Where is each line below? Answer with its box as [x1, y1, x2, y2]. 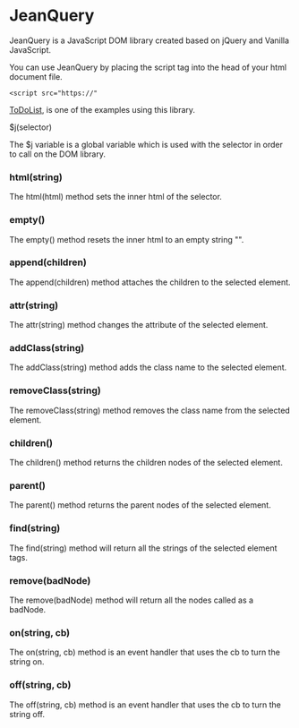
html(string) [9, 171, 63, 184]
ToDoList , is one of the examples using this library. [9, 104, 195, 115]
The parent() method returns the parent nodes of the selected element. [9, 500, 271, 510]
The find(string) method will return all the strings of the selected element [9, 543, 278, 553]
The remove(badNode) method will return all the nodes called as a [9, 595, 253, 605]
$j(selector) [9, 122, 52, 133]
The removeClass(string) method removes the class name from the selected [9, 405, 291, 415]
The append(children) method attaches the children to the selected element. [9, 277, 291, 287]
